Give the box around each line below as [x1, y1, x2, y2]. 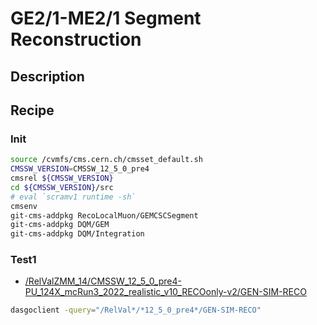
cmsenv [10, 201, 38, 211]
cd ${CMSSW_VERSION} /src [10, 182, 114, 192]
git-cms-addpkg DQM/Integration [10, 229, 145, 239]
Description [10, 68, 85, 85]
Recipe [10, 102, 55, 119]
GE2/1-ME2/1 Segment [10, 7, 202, 30]
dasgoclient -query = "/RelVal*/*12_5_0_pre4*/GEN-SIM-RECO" [10, 305, 262, 316]
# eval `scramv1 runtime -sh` [10, 192, 137, 202]
